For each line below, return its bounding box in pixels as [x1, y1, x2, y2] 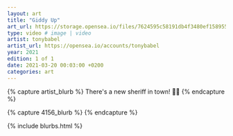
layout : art [7, 10, 42, 17]
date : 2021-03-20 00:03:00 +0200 [7, 62, 104, 69]
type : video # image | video [7, 29, 92, 37]
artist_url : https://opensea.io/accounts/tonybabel [7, 42, 159, 49]
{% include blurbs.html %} [7, 121, 83, 130]
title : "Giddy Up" [7, 17, 60, 24]
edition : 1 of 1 [7, 56, 54, 62]
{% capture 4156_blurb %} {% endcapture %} [7, 108, 138, 117]
